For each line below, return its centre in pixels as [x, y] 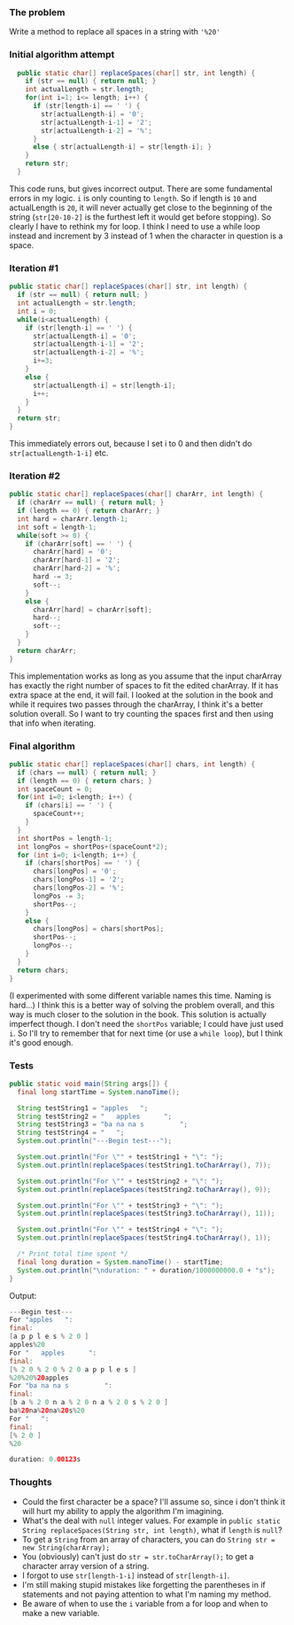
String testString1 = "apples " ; [83, 1108]
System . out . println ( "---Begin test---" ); [95, 1141]
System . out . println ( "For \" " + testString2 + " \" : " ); [120, 1181]
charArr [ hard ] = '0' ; [73, 552]
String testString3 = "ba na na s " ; [103, 1124]
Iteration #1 [34, 268]
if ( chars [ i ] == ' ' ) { [69, 805]
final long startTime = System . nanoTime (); [98, 1092]
